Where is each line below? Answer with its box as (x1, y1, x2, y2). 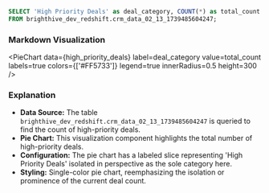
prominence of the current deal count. (19, 176, 147, 186)
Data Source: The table (19, 108, 98, 117)
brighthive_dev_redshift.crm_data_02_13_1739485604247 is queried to (19, 117, 251, 126)
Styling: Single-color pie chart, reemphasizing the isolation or (19, 167, 225, 177)
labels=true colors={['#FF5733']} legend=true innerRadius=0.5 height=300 (8, 61, 257, 71)
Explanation (8, 89, 56, 101)
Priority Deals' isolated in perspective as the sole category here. (19, 159, 233, 169)
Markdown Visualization (8, 34, 106, 45)
